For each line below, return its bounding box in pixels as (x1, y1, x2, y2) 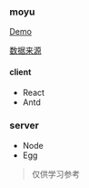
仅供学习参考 (31, 168, 80, 179)
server (9, 120, 39, 132)
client (9, 66, 32, 78)
